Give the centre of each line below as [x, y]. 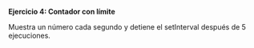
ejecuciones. [29, 36]
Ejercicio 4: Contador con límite [62, 12]
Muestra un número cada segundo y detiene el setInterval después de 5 [127, 27]
